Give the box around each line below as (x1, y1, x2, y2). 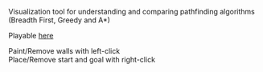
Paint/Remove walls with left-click (8, 46, 121, 55)
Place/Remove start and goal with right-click (8, 55, 155, 64)
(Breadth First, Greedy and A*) (8, 15, 111, 25)
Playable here (8, 31, 54, 40)
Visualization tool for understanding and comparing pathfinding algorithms (8, 7, 255, 16)
